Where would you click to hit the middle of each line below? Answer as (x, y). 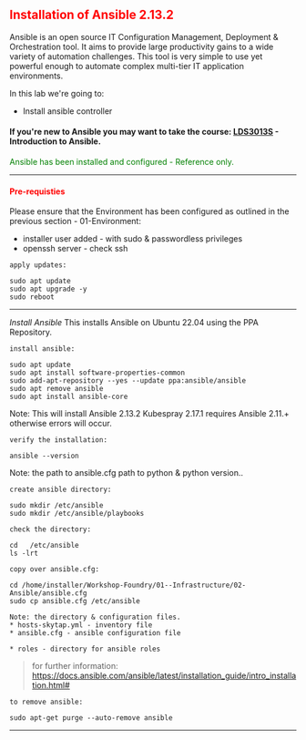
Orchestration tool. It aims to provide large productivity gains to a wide (142, 46)
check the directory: (51, 529)
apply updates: (38, 265)
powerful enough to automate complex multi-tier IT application (127, 66)
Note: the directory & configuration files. (95, 617)
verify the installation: (58, 440)
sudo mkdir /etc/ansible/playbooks (77, 514)
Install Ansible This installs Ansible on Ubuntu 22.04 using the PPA (134, 323)
